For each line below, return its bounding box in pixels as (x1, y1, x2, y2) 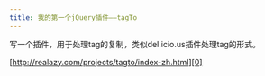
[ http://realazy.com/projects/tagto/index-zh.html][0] (9, 56, 203, 67)
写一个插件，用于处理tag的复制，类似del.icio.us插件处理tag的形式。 (9, 38, 261, 49)
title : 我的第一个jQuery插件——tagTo (9, 13, 138, 22)
